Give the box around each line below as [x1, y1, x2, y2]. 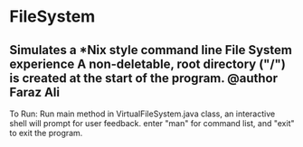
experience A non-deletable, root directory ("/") [9, 56, 287, 71]
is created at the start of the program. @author [9, 70, 279, 86]
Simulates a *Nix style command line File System [9, 42, 292, 58]
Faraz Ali [9, 84, 61, 100]
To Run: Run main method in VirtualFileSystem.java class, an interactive [9, 108, 276, 119]
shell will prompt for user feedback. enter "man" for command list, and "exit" [9, 118, 295, 128]
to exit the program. [9, 128, 83, 138]
